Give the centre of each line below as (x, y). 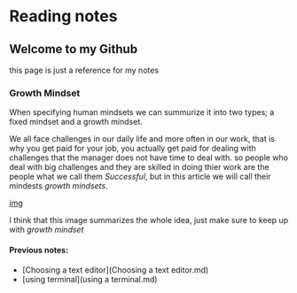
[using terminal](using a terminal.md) (90, 279)
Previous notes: (39, 250)
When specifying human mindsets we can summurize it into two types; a (142, 112)
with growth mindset (47, 230)
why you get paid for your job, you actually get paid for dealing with (133, 149)
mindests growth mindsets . (59, 186)
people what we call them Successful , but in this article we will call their (141, 177)
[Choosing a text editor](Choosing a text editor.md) (115, 270)
